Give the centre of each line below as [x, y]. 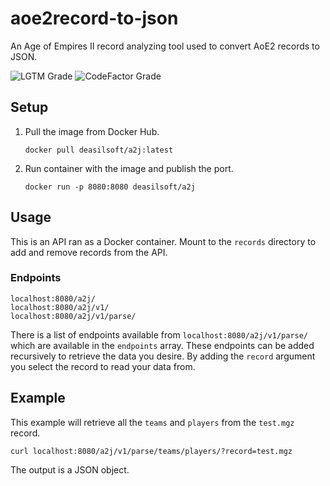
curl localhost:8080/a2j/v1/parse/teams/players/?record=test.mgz [151, 451]
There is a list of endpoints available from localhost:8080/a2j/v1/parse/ [159, 334]
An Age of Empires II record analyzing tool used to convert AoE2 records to [165, 46]
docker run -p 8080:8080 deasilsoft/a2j [110, 187]
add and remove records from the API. [89, 252]
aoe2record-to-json [94, 18]
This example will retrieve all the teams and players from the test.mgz [152, 422]
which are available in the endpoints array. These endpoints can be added [162, 345]
